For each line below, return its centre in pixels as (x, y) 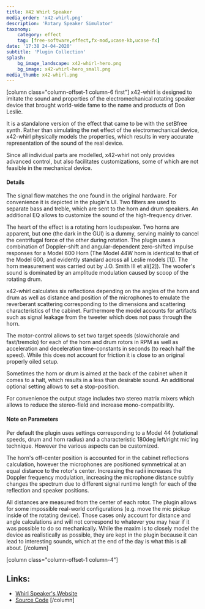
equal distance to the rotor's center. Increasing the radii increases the (94, 470)
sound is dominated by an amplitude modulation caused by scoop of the (97, 273)
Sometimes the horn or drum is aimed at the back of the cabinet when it (97, 373)
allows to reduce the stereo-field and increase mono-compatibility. (90, 405)
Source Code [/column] (45, 600)
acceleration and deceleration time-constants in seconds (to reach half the (101, 349)
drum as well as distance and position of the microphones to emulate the (98, 297)
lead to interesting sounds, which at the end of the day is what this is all (96, 541)
